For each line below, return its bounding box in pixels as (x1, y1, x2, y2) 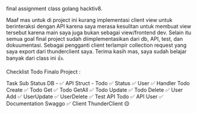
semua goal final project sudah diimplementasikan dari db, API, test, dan (6, 35, 183, 42)
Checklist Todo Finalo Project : (6, 68, 81, 75)
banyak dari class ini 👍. (6, 54, 65, 62)
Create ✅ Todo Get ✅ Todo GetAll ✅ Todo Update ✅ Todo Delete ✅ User (6, 86, 183, 93)
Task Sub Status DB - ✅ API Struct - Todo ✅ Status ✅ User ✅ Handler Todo (6, 80, 190, 86)
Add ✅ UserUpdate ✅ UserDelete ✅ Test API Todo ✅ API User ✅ (6, 93, 164, 100)
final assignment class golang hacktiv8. (6, 5, 103, 12)
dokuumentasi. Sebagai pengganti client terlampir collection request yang (6, 41, 187, 49)
